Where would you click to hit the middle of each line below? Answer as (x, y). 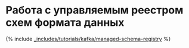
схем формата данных (65, 23)
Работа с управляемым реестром (94, 10)
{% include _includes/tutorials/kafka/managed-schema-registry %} (88, 39)
